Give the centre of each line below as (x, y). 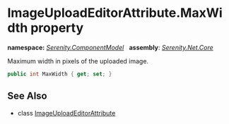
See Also (27, 96)
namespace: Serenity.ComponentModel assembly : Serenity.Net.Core (110, 47)
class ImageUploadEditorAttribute (66, 113)
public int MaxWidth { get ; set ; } (60, 74)
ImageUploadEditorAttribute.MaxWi (115, 13)
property (57, 28)
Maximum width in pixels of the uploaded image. (78, 61)
